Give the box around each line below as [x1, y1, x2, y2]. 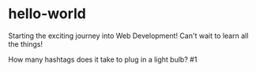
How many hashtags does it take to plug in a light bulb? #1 [8, 55, 198, 64]
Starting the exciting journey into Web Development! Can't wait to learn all [8, 31, 249, 40]
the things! [8, 39, 43, 48]
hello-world [8, 5, 87, 23]
